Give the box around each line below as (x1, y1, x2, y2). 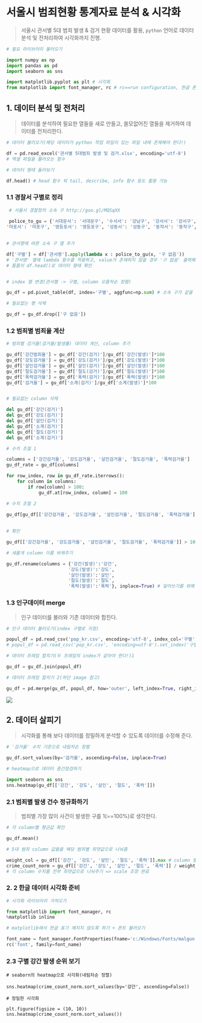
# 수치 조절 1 (6, 445, 37, 452)
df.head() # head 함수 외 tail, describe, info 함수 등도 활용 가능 (6, 178, 168, 184)
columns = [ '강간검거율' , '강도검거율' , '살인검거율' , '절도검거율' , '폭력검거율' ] (6, 456, 191, 463)
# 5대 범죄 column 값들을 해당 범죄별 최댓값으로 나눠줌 (6, 846, 128, 852)
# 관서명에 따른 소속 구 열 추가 (6, 240, 75, 247)
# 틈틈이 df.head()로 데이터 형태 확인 (6, 263, 92, 269)
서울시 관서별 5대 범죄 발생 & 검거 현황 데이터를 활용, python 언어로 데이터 (20, 27, 194, 34)
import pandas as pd (6, 63, 58, 69)
